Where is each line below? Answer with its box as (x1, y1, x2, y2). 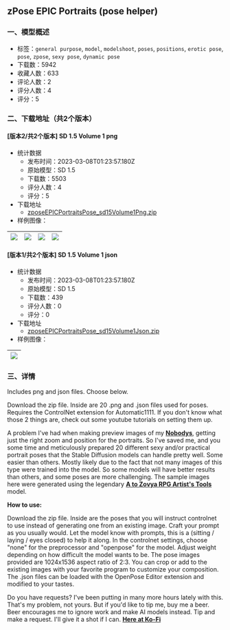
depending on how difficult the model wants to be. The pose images (7, 551, 200, 559)
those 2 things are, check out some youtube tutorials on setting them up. (7, 416, 213, 424)
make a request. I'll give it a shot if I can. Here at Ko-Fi (7, 616, 161, 624)
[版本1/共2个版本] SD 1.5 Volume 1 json (7, 251, 118, 259)
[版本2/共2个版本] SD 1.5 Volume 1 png (7, 132, 118, 140)
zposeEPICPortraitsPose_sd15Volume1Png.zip (27, 208, 157, 216)
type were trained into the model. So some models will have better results (7, 465, 216, 474)
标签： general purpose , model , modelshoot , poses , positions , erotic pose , (16, 44, 224, 52)
